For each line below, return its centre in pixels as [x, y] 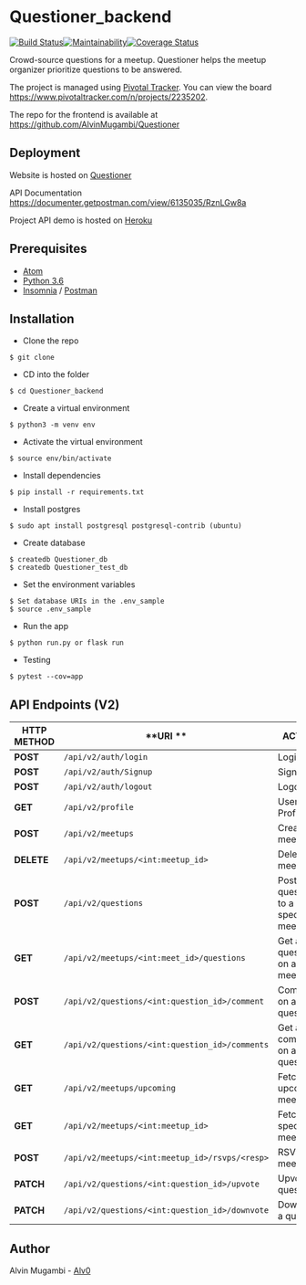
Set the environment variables [79, 585]
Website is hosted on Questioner [71, 174]
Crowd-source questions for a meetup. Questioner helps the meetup [138, 59]
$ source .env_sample [51, 609]
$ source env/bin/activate [61, 458]
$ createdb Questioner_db [58, 560]
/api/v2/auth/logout [108, 787]
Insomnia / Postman [60, 290]
